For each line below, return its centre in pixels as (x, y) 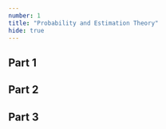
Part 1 (23, 63)
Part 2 (24, 90)
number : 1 (25, 16)
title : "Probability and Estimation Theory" (83, 23)
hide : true (26, 30)
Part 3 (24, 117)
